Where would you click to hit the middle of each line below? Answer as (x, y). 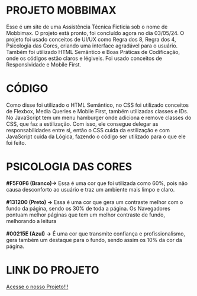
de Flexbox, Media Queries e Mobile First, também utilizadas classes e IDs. (97, 111)
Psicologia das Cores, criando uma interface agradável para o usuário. (92, 46)
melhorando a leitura (31, 221)
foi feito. (16, 142)
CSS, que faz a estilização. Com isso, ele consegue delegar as (82, 124)
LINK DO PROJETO (53, 270)
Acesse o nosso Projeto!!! (37, 287)
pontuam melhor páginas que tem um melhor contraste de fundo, (86, 215)
